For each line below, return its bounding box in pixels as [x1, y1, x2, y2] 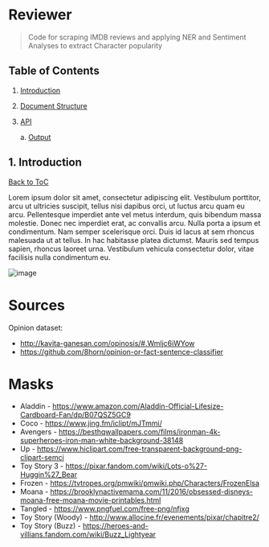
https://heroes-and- [83, 521, 149, 531]
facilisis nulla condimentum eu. [8, 252, 111, 262]
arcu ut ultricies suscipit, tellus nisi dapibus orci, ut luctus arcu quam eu [8, 201, 245, 211]
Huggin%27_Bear [19, 470, 78, 479]
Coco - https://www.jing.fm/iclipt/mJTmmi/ [19, 418, 163, 428]
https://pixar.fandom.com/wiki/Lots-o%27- [65, 461, 207, 471]
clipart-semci [19, 453, 64, 463]
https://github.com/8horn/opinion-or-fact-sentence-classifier [19, 347, 223, 356]
